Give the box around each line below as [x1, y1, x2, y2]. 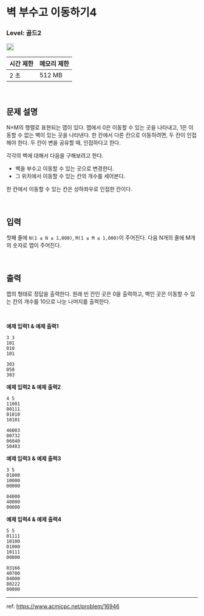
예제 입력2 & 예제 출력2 [6, 383, 61, 390]
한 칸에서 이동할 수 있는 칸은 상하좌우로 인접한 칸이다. [6, 185, 132, 193]
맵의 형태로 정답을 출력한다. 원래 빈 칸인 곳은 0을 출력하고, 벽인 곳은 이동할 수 [6, 290, 189, 297]
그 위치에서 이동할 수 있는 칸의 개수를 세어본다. [15, 173, 126, 180]
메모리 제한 [39, 60, 70, 68]
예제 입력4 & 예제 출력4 [6, 515, 62, 523]
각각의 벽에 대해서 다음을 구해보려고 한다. [6, 152, 104, 159]
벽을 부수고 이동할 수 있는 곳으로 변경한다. [15, 165, 114, 172]
